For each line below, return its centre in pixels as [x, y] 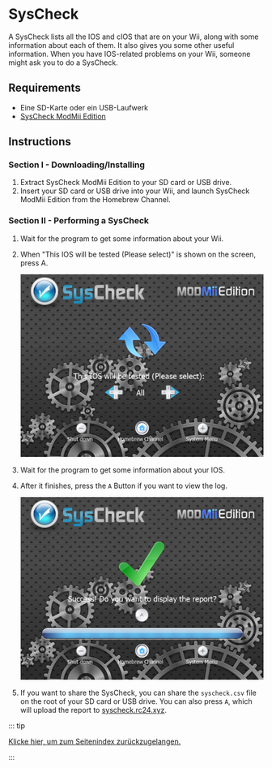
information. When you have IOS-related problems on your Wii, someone [130, 54]
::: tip [17, 726]
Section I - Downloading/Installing [77, 165]
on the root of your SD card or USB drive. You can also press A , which [136, 701]
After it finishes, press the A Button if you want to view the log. [124, 485]
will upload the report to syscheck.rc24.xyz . [93, 710]
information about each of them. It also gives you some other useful [121, 45]
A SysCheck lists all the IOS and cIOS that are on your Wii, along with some [134, 37]
